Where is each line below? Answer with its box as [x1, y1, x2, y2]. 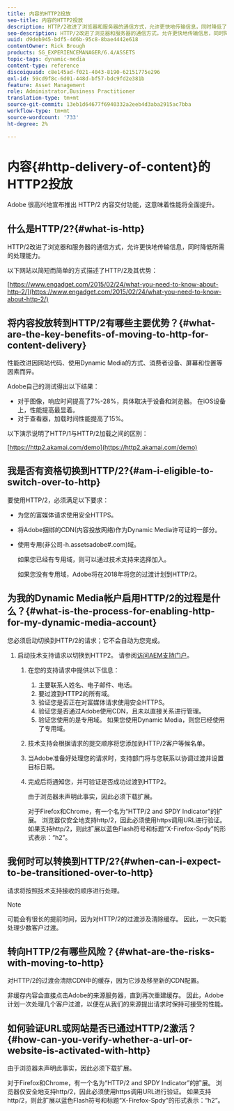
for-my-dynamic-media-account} [7, 617, 157, 628]
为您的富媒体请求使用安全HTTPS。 [17, 511, 118, 519]
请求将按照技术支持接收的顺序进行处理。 [7, 886, 123, 895]
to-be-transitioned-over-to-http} [7, 867, 154, 879]
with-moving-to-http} [7, 957, 104, 969]
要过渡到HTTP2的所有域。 [38, 689, 114, 697]
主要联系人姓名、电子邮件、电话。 [38, 681, 136, 689]
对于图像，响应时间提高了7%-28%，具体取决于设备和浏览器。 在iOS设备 [17, 397, 226, 405]
